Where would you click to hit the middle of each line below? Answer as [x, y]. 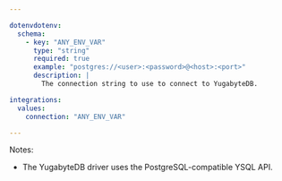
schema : [32, 34]
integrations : [36, 99]
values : [32, 108]
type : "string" [61, 50]
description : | [61, 76]
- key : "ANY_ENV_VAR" [65, 42]
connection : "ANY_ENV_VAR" [76, 116]
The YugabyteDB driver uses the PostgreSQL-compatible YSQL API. [147, 168]
